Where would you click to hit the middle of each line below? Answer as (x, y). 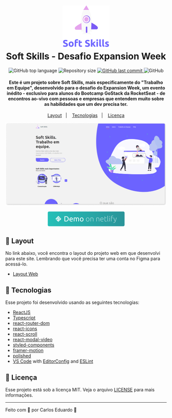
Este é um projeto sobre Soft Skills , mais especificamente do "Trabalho (86, 82)
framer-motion (28, 350)
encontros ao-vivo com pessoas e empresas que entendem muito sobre (86, 98)
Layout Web (25, 274)
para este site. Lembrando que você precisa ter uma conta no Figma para (83, 259)
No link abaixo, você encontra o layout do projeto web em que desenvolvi (83, 253)
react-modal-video (33, 340)
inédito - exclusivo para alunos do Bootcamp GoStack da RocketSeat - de (86, 93)
